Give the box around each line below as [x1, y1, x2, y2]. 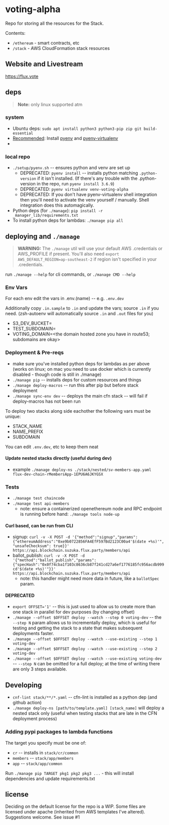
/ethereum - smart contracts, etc [12, 39, 80, 46]
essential [12, 130, 34, 136]
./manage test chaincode [12, 496, 65, 501]
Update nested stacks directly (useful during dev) [5, 455, 112, 461]
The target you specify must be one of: [5, 740, 87, 746]
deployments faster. [12, 630, 54, 637]
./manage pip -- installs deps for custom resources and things [12, 376, 141, 382]
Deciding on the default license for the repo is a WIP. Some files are [5, 803, 146, 809]
